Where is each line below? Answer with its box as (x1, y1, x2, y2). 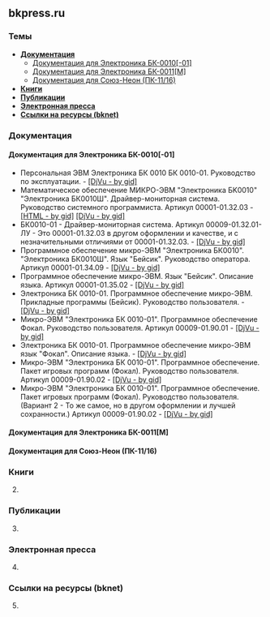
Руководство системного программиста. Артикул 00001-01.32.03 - (19, 202, 254, 212)
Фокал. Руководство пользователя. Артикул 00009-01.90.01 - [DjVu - (19, 323, 259, 332)
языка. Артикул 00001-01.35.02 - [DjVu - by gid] (19, 280, 185, 289)
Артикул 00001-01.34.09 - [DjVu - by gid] (19, 263, 161, 272)
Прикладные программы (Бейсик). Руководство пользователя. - (19, 297, 245, 306)
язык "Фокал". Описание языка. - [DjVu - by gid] (19, 349, 186, 358)
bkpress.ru (8, 6, 66, 20)
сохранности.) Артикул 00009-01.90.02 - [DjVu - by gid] (19, 409, 213, 418)
